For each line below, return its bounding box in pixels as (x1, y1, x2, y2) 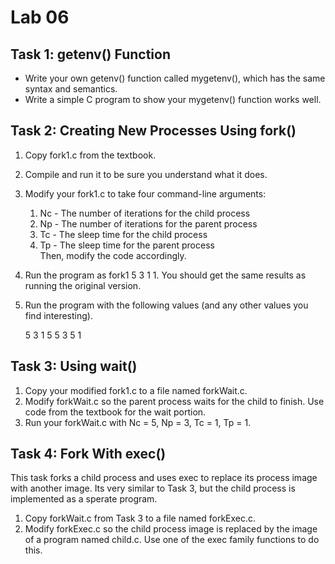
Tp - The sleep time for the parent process (39, 239, 215, 251)
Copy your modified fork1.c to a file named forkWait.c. (24, 384, 248, 396)
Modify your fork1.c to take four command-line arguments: (24, 187, 267, 200)
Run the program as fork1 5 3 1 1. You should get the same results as (24, 269, 307, 281)
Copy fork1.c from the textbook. (24, 149, 157, 161)
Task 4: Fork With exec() (10, 446, 167, 463)
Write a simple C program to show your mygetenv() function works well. (24, 94, 322, 105)
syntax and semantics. (24, 83, 118, 95)
